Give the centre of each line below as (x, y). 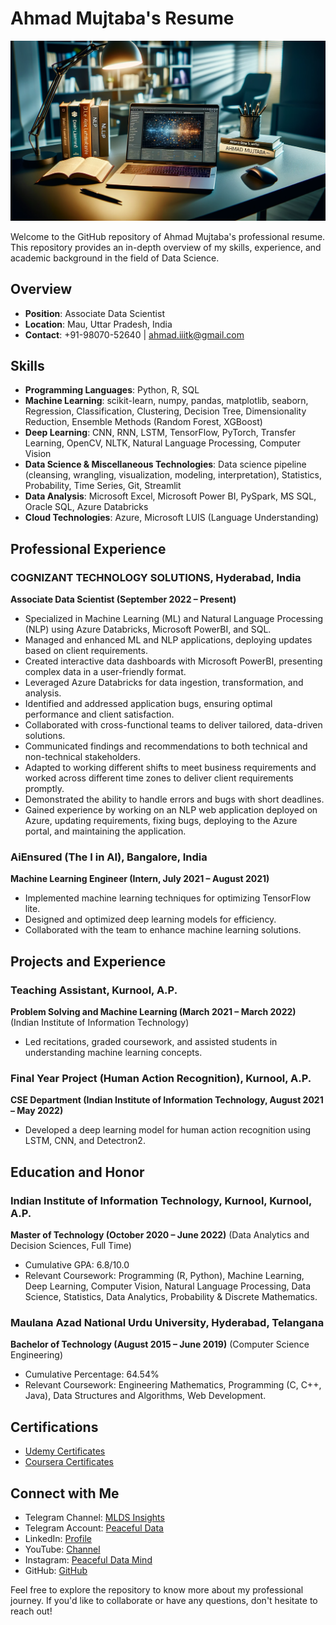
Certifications (54, 1427)
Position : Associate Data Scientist (94, 313)
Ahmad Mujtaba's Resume (122, 18)
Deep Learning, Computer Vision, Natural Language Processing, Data (167, 1286)
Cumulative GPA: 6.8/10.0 (77, 1265)
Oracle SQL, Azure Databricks (86, 507)
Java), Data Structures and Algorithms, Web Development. (145, 1396)
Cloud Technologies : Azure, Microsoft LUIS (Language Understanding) (172, 518)
